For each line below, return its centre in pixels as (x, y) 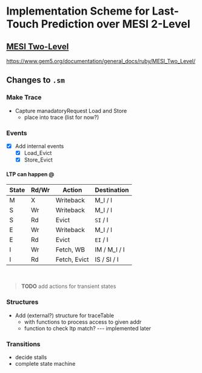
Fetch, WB (70, 250)
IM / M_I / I (110, 250)
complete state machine (45, 363)
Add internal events (39, 146)
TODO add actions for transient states (69, 286)
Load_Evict (38, 153)
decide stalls (31, 357)
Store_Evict (38, 160)
